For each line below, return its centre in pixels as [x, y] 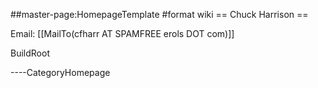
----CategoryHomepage [60, 72]
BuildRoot [30, 53]
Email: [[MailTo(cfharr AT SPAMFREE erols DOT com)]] [122, 33]
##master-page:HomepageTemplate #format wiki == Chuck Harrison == [159, 14]
